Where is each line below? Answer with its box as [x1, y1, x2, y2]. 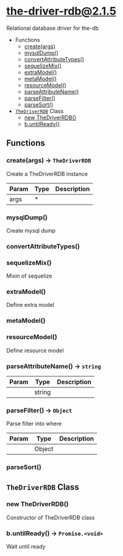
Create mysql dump [6, 227, 56, 234]
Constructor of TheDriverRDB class [6, 513, 95, 521]
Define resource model [6, 347, 64, 354]
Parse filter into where [6, 420, 62, 428]
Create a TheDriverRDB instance [6, 170, 88, 177]
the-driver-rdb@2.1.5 [6, 4, 117, 18]
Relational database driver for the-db [6, 24, 99, 32]
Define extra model [6, 301, 55, 309]
